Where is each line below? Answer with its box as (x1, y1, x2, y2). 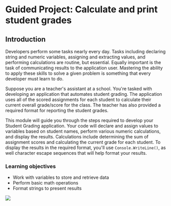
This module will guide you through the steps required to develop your (5, 117, 154, 123)
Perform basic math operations (12, 180, 78, 186)
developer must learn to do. (5, 76, 64, 81)
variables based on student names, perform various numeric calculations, (5, 128, 161, 134)
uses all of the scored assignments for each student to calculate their (5, 96, 152, 102)
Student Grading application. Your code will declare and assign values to (5, 123, 159, 129)
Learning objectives (5, 162, 56, 170)
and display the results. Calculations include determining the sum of (5, 134, 148, 139)
